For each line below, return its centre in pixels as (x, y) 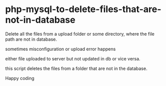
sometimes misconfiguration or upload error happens (60, 49)
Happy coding (20, 78)
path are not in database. (31, 39)
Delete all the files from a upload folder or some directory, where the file (80, 34)
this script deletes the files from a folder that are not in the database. (76, 68)
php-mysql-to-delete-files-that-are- (84, 9)
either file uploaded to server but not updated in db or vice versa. (73, 58)
